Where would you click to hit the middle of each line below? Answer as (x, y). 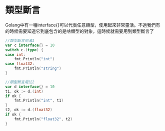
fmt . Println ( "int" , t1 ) (39, 101)
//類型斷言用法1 (20, 40)
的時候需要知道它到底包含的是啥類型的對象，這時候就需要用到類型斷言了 (79, 31)
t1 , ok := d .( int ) (24, 91)
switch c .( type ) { (24, 50)
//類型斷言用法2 (20, 82)
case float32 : (20, 64)
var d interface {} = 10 (30, 87)
